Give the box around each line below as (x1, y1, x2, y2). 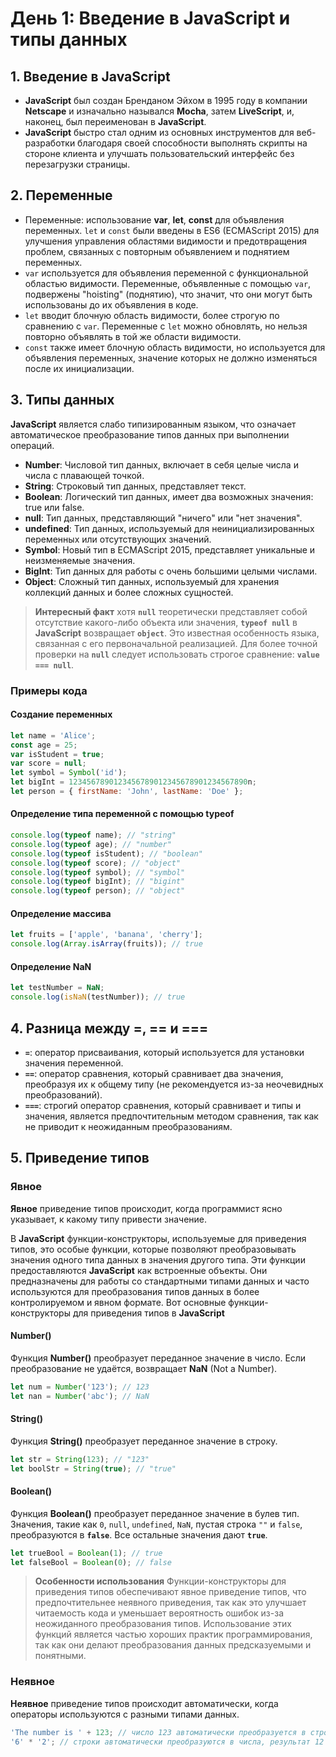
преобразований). (24, 1088, 103, 1101)
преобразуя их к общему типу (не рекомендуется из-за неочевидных (24, 1078, 324, 1090)
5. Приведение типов (10, 1150, 150, 1167)
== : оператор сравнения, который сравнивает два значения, (24, 1067, 284, 1079)
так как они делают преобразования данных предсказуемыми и (34, 1639, 312, 1651)
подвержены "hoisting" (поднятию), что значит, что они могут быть (24, 288, 313, 300)
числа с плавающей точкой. (24, 469, 145, 481)
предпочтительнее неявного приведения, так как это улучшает (34, 1597, 307, 1609)
